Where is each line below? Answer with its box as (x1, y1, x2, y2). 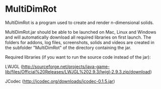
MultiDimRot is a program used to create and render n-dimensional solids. (5, 20, 154, 25)
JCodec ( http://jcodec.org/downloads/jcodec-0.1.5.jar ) (5, 78, 115, 84)
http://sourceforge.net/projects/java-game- (22, 64, 110, 69)
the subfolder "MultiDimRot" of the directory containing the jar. (5, 44, 132, 50)
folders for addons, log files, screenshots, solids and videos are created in (5, 39, 155, 45)
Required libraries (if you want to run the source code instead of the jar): (5, 54, 151, 60)
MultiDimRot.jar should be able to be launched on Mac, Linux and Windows (5, 29, 157, 35)
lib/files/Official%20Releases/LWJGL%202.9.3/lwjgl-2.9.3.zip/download (5, 68, 151, 74)
